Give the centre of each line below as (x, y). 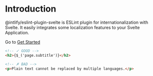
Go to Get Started (23, 42)
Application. (17, 32)
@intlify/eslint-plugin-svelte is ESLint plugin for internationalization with (77, 22)
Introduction (31, 9)
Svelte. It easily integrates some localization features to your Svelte (72, 27)
